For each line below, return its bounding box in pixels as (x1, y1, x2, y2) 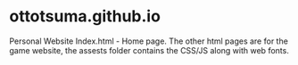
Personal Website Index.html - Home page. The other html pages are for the (9, 36, 288, 46)
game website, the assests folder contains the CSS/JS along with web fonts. (9, 45, 290, 55)
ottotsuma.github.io (9, 6, 161, 27)
